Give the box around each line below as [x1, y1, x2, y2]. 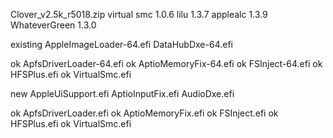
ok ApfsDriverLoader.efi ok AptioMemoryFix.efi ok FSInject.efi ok [10, 107, 279, 119]
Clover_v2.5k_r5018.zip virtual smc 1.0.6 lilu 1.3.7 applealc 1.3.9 [10, 9, 268, 20]
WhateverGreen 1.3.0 [10, 19, 97, 31]
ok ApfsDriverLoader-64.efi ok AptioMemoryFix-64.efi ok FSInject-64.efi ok [10, 58, 323, 69]
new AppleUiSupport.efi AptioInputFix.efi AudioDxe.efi [10, 88, 235, 99]
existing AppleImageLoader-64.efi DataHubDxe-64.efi [10, 39, 233, 50]
